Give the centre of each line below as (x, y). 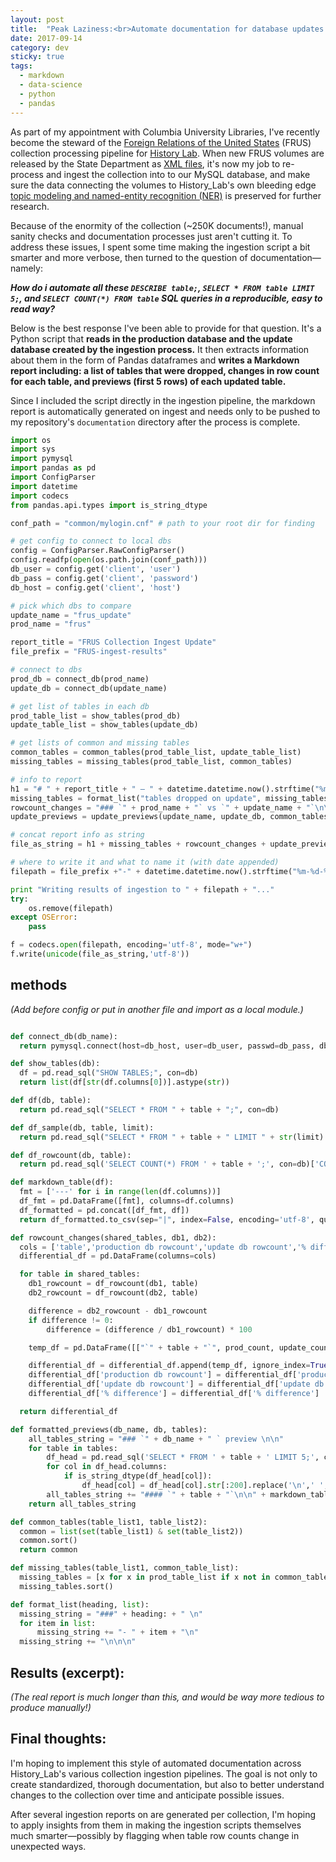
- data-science (51, 85)
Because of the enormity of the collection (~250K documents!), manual (157, 225)
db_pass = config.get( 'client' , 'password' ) (104, 578)
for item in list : (58, 1623)
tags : (21, 66)
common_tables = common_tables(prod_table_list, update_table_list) (156, 752)
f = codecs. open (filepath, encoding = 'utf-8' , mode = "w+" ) (131, 945)
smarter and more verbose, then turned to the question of (129, 257)
